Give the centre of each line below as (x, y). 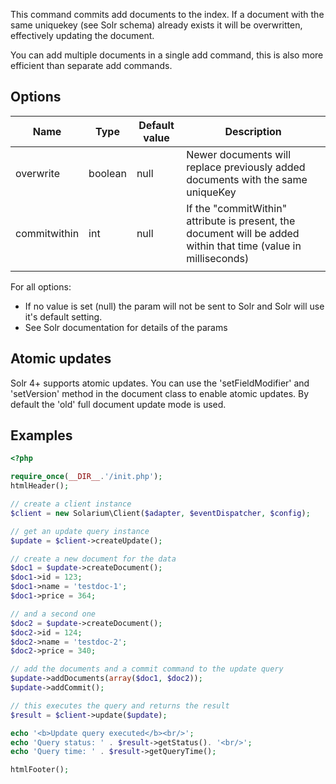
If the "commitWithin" (237, 208)
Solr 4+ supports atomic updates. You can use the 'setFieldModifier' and (160, 383)
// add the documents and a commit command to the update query (147, 669)
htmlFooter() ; (40, 770)
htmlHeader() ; (40, 486)
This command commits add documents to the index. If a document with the (167, 14)
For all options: (41, 286)
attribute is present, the (241, 221)
